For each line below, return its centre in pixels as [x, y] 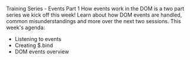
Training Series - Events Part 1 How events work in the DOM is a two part [95, 9]
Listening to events [38, 39]
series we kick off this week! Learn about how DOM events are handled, [94, 15]
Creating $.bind [34, 45]
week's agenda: [26, 27]
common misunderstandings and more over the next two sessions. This [94, 21]
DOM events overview [42, 52]
